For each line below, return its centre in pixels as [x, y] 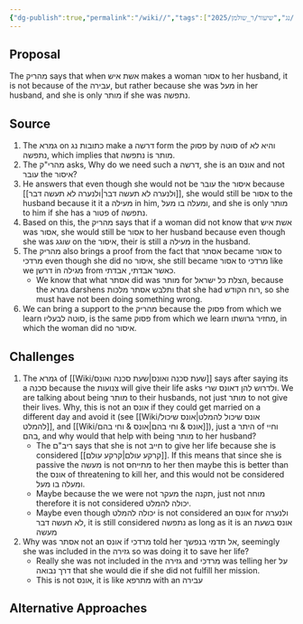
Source [30, 123]
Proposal [35, 55]
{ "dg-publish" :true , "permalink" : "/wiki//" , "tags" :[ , [146, 18]
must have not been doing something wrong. [119, 299]
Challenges [42, 357]
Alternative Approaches [78, 608]
